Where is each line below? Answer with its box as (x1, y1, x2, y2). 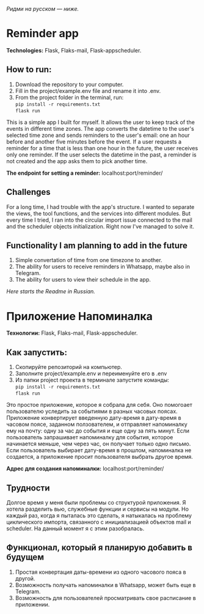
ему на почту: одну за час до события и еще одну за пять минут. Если (6, 427, 190, 434)
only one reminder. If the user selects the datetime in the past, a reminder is (6, 151, 197, 158)
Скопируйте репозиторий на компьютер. (15, 364, 122, 371)
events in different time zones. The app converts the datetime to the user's (6, 125, 194, 132)
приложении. (15, 601, 50, 608)
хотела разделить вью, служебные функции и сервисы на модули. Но (6, 505, 189, 513)
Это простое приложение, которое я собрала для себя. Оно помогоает (6, 401, 192, 409)
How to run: (6, 64, 52, 75)
